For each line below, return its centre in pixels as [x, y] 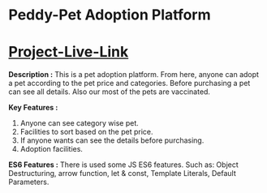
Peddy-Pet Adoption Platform [110, 15]
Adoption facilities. [52, 149]
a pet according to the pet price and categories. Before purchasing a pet [129, 84]
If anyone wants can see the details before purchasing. [112, 140]
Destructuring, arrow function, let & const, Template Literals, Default [123, 174]
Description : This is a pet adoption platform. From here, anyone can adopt [134, 75]
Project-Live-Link [69, 52]
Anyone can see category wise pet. [80, 123]
